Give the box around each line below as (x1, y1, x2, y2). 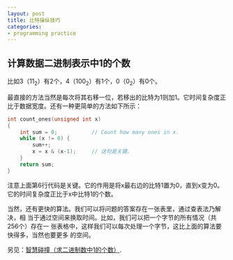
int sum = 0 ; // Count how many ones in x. (20, 128, 179, 136)
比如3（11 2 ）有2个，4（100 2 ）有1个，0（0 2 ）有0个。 (7, 77, 162, 87)
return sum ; (20, 161, 54, 168)
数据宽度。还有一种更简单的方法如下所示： (19, 102, 142, 110)
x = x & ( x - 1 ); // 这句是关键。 (32, 148, 133, 155)
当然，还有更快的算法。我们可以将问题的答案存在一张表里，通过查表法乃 (7, 204, 215, 213)
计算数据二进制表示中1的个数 (7, 57, 131, 69)
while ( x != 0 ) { (20, 135, 70, 142)
